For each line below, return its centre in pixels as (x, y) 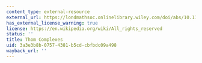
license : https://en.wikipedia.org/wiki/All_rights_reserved (84, 28)
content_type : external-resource (48, 12)
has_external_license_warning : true (52, 23)
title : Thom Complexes (35, 40)
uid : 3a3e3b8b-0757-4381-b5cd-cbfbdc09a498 (62, 46)
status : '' (20, 34)
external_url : (24, 17)
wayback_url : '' (26, 51)
